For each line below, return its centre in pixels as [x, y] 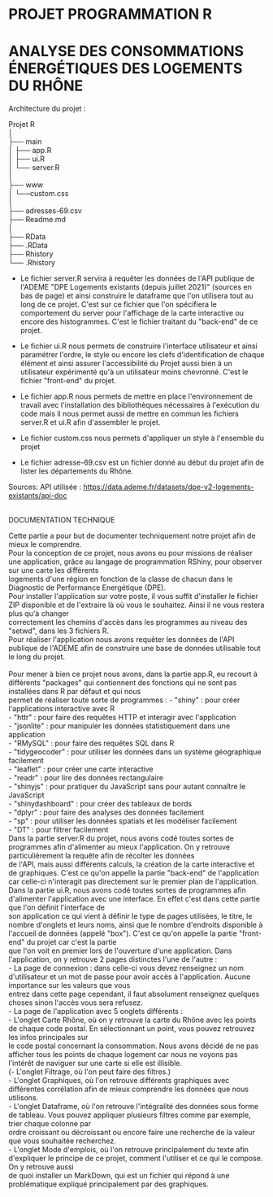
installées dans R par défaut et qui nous [75, 692]
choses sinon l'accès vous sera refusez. [76, 1003]
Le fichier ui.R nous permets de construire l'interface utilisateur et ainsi [139, 346]
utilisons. [24, 1098]
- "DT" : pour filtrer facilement [58, 830]
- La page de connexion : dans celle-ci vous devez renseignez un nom [126, 968]
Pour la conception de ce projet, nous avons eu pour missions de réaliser [131, 553]
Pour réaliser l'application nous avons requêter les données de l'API [121, 640]
